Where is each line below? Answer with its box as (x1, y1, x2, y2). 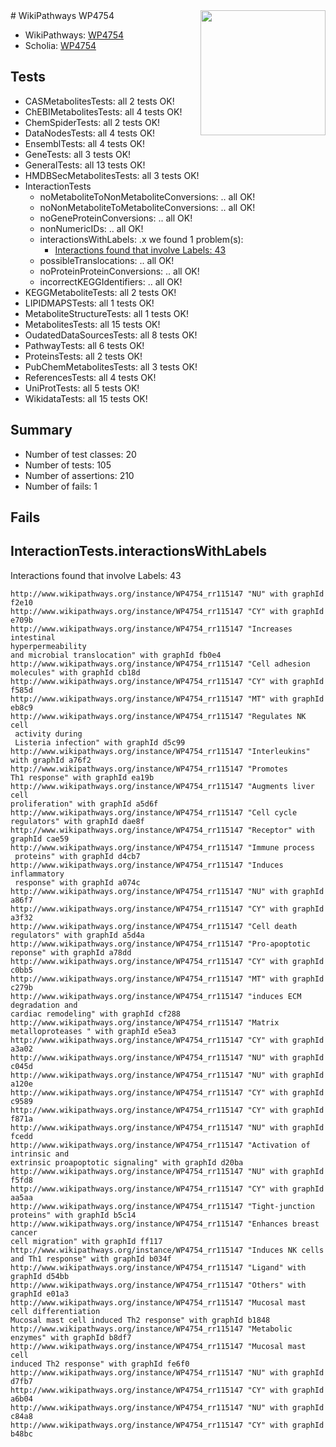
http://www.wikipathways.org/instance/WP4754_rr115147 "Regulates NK (10, 711, 307, 721)
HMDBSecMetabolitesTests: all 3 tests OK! (24, 169, 200, 181)
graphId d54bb (10, 1271, 70, 1281)
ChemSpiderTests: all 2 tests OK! (24, 116, 161, 128)
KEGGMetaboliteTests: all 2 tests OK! (24, 286, 177, 298)
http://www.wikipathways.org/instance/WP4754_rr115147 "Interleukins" (10, 746, 311, 756)
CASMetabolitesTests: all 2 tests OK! (24, 95, 175, 107)
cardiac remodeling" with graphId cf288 (10, 1009, 182, 1019)
